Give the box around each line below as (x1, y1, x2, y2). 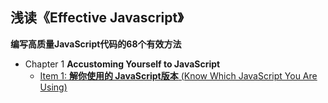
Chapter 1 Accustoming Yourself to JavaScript (24, 58, 221, 70)
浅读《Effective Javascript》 (10, 9, 184, 27)
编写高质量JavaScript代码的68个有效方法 (10, 38, 182, 50)
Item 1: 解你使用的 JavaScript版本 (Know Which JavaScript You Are (39, 69, 318, 82)
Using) (39, 81, 68, 93)
